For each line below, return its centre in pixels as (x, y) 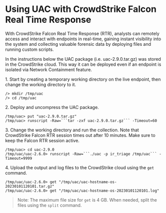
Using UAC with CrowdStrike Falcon (81, 9)
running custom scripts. (29, 49)
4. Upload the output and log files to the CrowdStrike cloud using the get (80, 167)
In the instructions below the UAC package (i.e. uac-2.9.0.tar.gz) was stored (83, 59)
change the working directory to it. (41, 84)
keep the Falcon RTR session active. (42, 140)
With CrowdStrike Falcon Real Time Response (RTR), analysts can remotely (82, 33)
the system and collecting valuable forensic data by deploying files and (78, 44)
